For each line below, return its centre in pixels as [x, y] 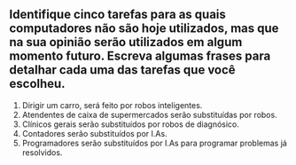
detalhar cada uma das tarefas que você [123, 70]
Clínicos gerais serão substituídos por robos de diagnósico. [130, 124]
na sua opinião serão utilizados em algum [126, 42]
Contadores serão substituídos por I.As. [94, 133]
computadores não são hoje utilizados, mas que [144, 29]
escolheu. [37, 84]
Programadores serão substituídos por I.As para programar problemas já [155, 143]
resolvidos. [42, 152]
